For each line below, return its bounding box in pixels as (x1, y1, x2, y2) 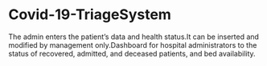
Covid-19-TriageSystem (8, 6, 171, 24)
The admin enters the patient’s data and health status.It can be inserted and (8, 32, 260, 41)
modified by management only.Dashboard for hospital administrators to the (8, 40, 257, 49)
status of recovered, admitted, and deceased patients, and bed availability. (8, 49, 256, 58)
